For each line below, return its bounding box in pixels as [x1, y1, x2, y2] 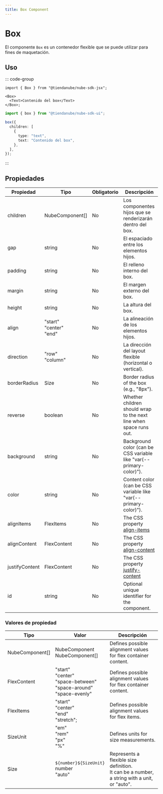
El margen [123, 281, 147, 288]
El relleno [123, 261, 145, 268]
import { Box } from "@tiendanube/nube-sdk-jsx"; [5, 85, 108, 90]
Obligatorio [92, 189, 119, 196]
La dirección [123, 341, 151, 348]
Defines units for [109, 730, 147, 737]
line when [123, 418, 146, 425]
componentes [123, 203, 155, 210]
